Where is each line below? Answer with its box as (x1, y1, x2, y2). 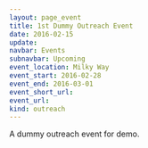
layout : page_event (9, 12, 82, 22)
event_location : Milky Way (9, 63, 110, 72)
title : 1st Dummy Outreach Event (9, 21, 134, 30)
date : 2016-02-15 (9, 29, 74, 38)
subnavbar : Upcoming (9, 54, 86, 63)
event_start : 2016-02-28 (9, 71, 102, 80)
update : (9, 37, 38, 47)
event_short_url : (9, 87, 74, 96)
